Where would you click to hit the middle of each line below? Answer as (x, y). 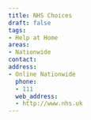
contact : (23, 60)
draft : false (30, 23)
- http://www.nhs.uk (49, 103)
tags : (17, 30)
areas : (19, 45)
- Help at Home (33, 37)
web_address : (37, 96)
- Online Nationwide (42, 74)
